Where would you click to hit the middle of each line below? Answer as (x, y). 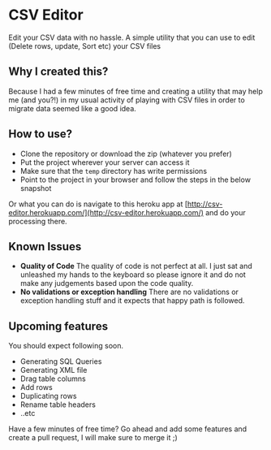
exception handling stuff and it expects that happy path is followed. (132, 301)
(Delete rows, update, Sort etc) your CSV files (84, 45)
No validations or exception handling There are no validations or (129, 292)
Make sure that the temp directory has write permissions (114, 171)
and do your (226, 212)
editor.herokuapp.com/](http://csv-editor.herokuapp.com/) (106, 212)
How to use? (41, 134)
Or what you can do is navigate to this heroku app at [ (98, 204)
